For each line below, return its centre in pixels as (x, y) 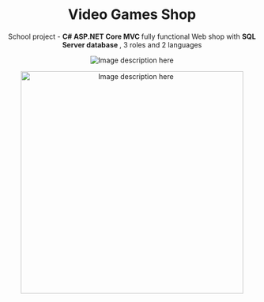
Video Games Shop (132, 15)
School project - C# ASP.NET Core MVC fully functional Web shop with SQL (132, 36)
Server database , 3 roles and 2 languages (132, 44)
